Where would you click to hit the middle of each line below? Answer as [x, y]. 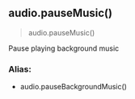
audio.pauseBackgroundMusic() [74, 87]
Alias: [20, 69]
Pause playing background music [64, 48]
